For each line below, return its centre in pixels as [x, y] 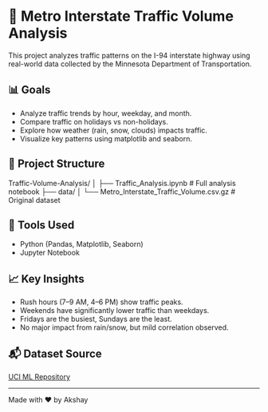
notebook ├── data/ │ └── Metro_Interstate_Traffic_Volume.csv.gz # [122, 192]
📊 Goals [30, 90]
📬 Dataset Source [55, 353]
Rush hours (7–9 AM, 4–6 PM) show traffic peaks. [101, 302]
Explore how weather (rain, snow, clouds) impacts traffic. [113, 130]
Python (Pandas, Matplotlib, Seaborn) [81, 244]
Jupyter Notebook [49, 253]
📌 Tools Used [41, 225]
